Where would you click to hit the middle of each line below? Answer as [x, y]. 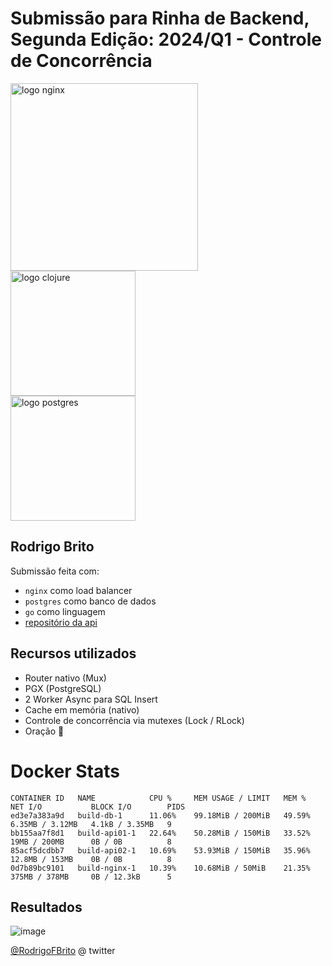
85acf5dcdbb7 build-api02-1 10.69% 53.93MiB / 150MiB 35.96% [160, 850]
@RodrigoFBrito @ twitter [63, 951]
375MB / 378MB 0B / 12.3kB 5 [91, 877]
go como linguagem [65, 611]
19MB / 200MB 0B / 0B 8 [91, 842]
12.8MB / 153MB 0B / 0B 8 [91, 859]
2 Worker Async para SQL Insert [91, 699]
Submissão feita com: [55, 571]
